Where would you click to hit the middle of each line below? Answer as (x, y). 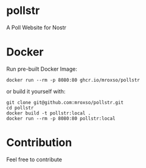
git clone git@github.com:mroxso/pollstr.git (65, 102)
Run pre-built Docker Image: (42, 69)
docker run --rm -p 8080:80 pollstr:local (61, 118)
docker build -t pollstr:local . (49, 113)
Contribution (39, 143)
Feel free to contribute (34, 159)
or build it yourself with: (36, 91)
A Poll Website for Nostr (36, 27)
